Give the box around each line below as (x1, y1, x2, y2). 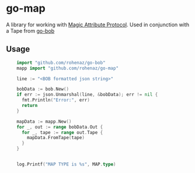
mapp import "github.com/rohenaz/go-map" (16, 65, 119, 71)
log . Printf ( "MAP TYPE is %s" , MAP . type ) (16, 161, 116, 167)
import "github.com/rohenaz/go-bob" (16, 60, 106, 65)
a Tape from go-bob (6, 27, 55, 34)
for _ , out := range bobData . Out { (16, 124, 103, 130)
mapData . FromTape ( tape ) (27, 135, 85, 141)
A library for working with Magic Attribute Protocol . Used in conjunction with (6, 21, 190, 28)
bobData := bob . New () (16, 86, 69, 92)
